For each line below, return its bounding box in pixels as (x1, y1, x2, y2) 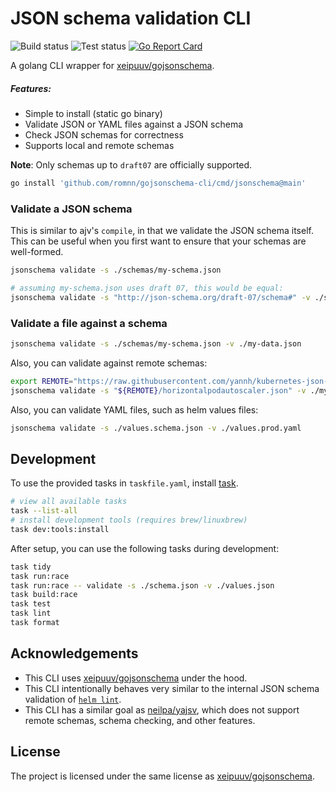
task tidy (10, 562, 52, 572)
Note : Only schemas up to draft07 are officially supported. (10, 158, 253, 171)
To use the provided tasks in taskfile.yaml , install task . (10, 477, 239, 489)
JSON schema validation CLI (10, 7, 252, 30)
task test (10, 599, 52, 609)
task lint (10, 608, 52, 619)
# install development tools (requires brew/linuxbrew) (10, 515, 248, 526)
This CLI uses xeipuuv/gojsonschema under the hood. (24, 672, 248, 684)
